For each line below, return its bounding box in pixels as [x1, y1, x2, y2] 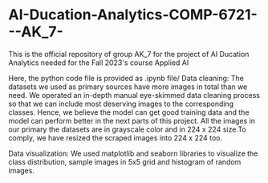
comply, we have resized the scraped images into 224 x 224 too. [8, 132, 223, 142]
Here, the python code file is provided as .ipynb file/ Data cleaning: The [8, 73, 245, 83]
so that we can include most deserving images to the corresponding [8, 99, 234, 108]
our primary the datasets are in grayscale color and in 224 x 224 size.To [8, 124, 247, 134]
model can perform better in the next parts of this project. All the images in [8, 116, 255, 125]
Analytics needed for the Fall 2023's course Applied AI [8, 58, 189, 67]
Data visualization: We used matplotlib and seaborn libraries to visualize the [8, 148, 258, 158]
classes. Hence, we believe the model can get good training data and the [8, 107, 250, 117]
